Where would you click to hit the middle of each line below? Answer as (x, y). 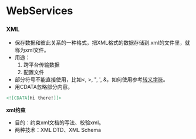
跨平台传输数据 (41, 65)
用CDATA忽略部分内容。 (44, 87)
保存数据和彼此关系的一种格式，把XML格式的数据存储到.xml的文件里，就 (102, 43)
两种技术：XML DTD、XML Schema (58, 130)
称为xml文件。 (32, 50)
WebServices (40, 11)
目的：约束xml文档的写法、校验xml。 (59, 123)
